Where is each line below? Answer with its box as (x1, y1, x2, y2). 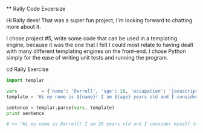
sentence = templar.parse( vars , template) (6, 105, 115, 111)
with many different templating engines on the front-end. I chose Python (6, 48, 186, 55)
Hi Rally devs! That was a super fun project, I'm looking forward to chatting (6, 17, 193, 23)
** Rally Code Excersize (6, 5, 66, 12)
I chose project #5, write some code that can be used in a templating (6, 35, 178, 42)
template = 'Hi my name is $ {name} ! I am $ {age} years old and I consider (6, 93, 199, 100)
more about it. (6, 23, 41, 30)
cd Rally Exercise (6, 66, 49, 73)
